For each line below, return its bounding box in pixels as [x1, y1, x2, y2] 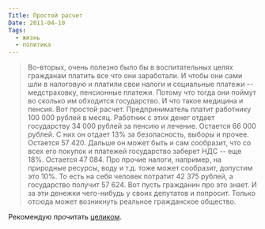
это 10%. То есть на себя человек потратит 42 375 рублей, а [27, 171, 233, 182]
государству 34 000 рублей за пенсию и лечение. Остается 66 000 [27, 122, 257, 131]
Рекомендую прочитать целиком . [8, 212, 123, 222]
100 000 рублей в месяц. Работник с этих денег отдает [27, 113, 215, 122]
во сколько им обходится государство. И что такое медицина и [27, 96, 244, 106]
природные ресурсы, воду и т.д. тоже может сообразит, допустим [27, 163, 253, 173]
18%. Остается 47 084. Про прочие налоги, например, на [27, 155, 221, 164]
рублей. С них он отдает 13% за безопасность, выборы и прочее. [27, 130, 249, 139]
